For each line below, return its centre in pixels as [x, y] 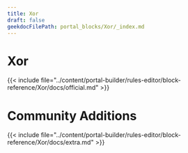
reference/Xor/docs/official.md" [53, 88]
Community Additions [72, 116]
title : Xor [23, 14]
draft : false [26, 20]
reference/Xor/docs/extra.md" [50, 143]
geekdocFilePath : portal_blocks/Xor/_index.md [76, 26]
